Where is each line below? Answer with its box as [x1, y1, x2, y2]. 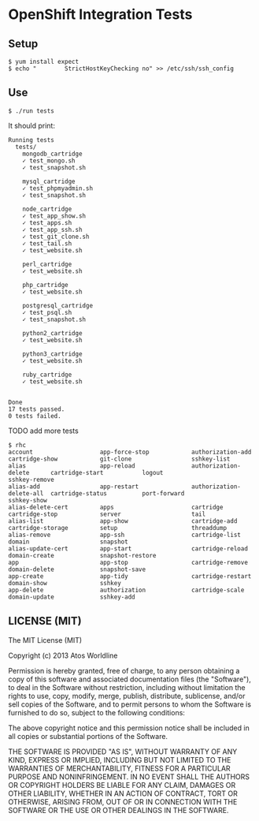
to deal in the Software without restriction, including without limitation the [8, 682, 246, 692]
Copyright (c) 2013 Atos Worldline [8, 651, 118, 660]
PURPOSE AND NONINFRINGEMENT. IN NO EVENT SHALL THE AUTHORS [8, 771, 250, 782]
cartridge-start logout [50, 468, 164, 476]
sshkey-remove [8, 476, 55, 483]
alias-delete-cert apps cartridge [8, 503, 224, 511]
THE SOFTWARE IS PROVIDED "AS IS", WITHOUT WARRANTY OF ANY [8, 747, 238, 756]
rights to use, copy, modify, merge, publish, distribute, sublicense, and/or [8, 691, 246, 700]
